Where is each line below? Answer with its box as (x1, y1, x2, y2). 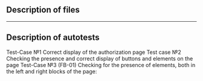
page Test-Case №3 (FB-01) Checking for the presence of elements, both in (6, 61, 196, 68)
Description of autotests (6, 33, 100, 43)
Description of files (6, 5, 80, 15)
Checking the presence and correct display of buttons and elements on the (6, 54, 193, 62)
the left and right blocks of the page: (6, 68, 97, 75)
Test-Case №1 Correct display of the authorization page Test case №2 (6, 48, 181, 56)
